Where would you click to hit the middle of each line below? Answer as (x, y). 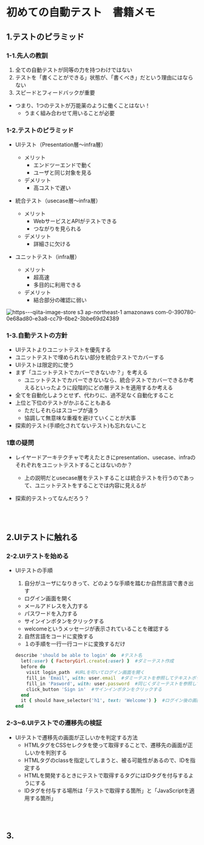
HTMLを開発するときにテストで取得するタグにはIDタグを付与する (106, 775)
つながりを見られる (57, 229)
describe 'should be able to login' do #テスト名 (79, 656)
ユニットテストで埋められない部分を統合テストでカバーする (90, 357)
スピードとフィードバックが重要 (55, 92)
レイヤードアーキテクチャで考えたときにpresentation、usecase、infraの (105, 457)
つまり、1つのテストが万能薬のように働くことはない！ (83, 105)
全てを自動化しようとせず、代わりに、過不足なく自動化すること (95, 396)
